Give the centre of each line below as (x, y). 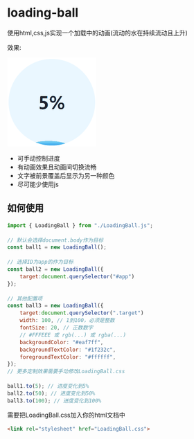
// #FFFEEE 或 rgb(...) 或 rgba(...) (73, 335)
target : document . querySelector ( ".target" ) (82, 313)
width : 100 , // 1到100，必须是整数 (67, 321)
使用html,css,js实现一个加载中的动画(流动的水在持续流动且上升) (98, 33)
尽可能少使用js (38, 184)
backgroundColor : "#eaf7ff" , (62, 342)
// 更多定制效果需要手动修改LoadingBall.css (66, 372)
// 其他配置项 (25, 298)
